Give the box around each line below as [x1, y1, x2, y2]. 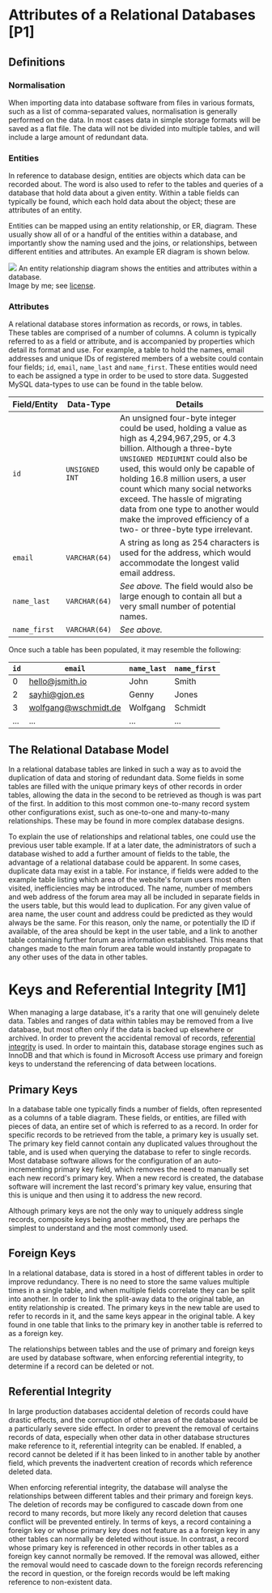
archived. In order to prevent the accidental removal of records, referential [8, 1033, 256, 1043]
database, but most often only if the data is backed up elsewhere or [8, 1025, 234, 1035]
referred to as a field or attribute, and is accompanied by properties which [8, 336, 255, 346]
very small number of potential [120, 601, 236, 613]
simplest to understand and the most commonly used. [8, 1224, 189, 1233]
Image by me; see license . [8, 281, 96, 291]
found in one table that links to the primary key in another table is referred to [8, 1319, 263, 1330]
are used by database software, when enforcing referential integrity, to [8, 1352, 244, 1362]
